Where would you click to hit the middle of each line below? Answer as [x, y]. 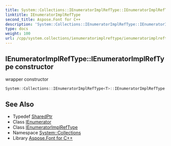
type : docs [17, 29]
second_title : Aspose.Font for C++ [43, 19]
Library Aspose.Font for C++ [42, 138]
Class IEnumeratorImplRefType [45, 127]
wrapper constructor [27, 79]
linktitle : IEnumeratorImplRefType [43, 15]
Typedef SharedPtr [33, 116]
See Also [20, 104]
